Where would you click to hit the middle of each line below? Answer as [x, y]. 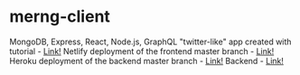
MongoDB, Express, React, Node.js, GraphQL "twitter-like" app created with [150, 42]
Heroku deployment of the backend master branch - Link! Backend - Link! [147, 61]
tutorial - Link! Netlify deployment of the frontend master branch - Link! [142, 51]
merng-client [60, 17]
